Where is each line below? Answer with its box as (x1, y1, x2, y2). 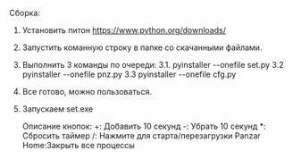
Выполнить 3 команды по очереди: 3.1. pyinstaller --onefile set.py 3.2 (21, 60, 284, 70)
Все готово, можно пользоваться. (21, 87, 152, 96)
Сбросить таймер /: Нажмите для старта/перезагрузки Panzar (21, 130, 261, 141)
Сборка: (9, 8, 40, 18)
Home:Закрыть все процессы (21, 140, 136, 150)
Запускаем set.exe (21, 104, 94, 114)
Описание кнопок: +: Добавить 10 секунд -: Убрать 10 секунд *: (21, 121, 266, 131)
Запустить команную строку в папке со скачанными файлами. (21, 42, 263, 53)
